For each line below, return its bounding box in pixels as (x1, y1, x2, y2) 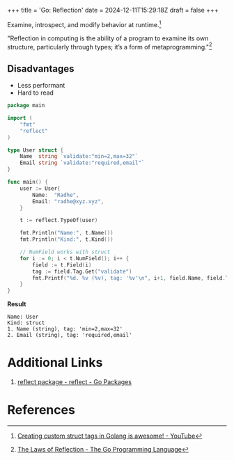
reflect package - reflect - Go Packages (17, 378, 132, 386)
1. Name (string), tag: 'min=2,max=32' (7, 326, 123, 333)
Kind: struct (7, 319, 45, 326)
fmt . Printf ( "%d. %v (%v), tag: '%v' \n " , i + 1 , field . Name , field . (32, 274, 226, 281)
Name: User (7, 313, 39, 321)
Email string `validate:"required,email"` (19, 159, 145, 166)
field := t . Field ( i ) (32, 261, 92, 269)
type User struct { (7, 146, 64, 154)
